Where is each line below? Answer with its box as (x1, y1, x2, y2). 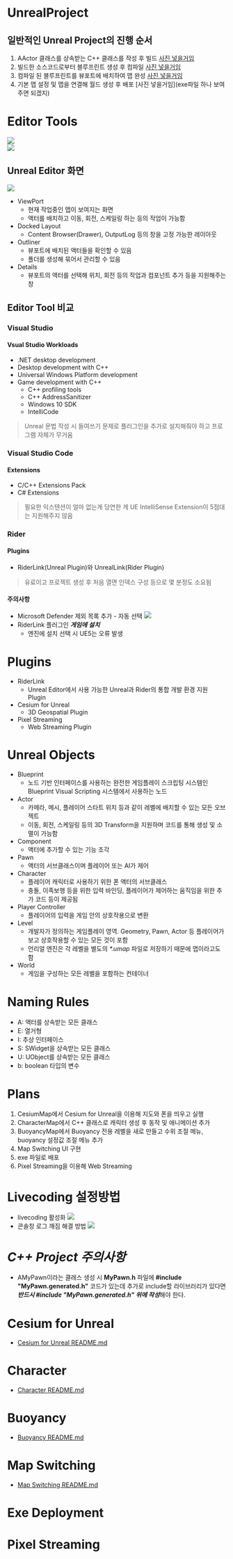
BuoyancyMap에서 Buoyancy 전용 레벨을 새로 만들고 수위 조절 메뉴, (17, 1127, 204, 1135)
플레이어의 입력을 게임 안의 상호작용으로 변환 (27, 911, 149, 919)
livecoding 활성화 (17, 1213, 66, 1222)
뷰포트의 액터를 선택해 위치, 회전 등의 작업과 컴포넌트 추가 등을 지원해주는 (27, 271, 227, 279)
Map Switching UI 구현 (17, 1144, 81, 1153)
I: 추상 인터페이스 (17, 1035, 64, 1044)
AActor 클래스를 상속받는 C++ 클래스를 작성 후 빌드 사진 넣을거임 (17, 54, 195, 62)
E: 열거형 (17, 1026, 42, 1034)
